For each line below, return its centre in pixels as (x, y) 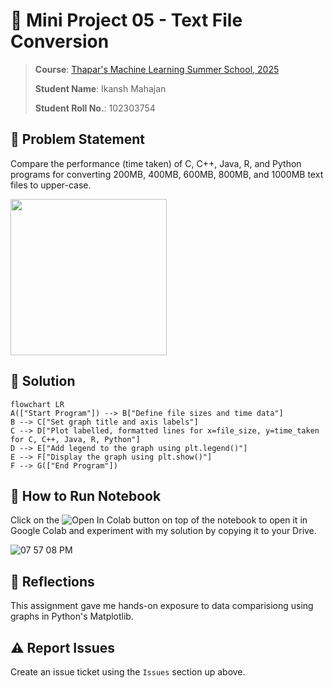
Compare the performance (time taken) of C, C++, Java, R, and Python (156, 163)
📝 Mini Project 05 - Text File (126, 20)
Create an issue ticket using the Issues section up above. (128, 672)
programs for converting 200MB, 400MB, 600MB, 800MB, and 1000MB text (167, 174)
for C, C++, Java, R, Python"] (75, 439)
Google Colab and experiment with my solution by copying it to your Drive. (163, 531)
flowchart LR (37, 404)
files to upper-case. (51, 185)
